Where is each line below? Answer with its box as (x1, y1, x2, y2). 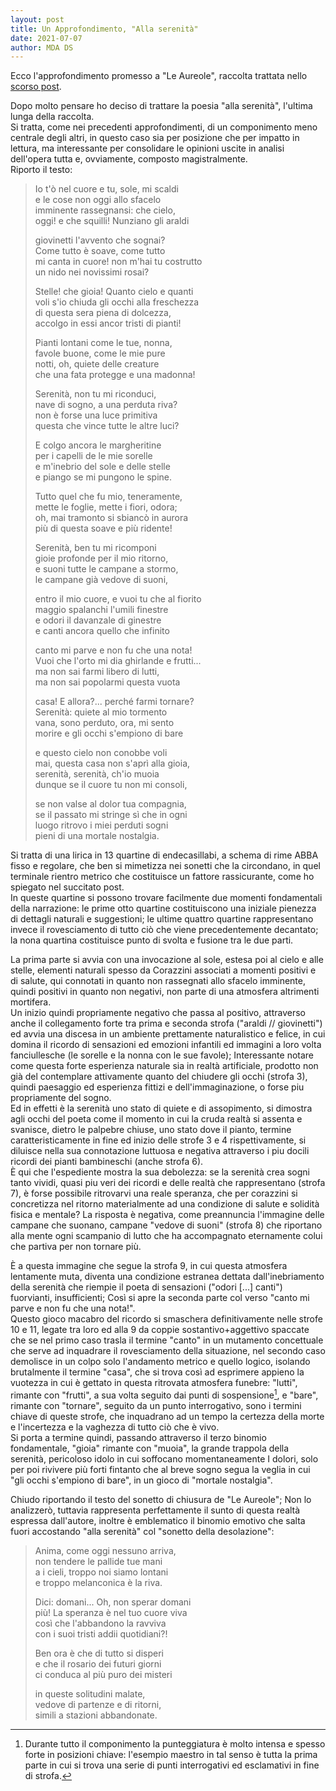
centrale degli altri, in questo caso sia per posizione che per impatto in (10, 132, 300, 144)
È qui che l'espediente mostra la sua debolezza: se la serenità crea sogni (10, 1166, 310, 1178)
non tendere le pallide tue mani (34, 1555, 163, 1567)
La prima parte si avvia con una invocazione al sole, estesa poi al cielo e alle (10, 954, 324, 966)
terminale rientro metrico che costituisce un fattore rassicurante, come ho (10, 871, 315, 883)
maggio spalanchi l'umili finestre (34, 604, 169, 616)
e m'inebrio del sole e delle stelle (34, 461, 171, 473)
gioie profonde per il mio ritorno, (34, 552, 169, 565)
